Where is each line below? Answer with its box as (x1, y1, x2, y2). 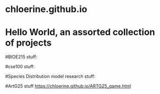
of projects (5, 37, 52, 49)
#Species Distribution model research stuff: (5, 73, 96, 79)
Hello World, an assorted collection (5, 27, 155, 38)
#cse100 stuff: (5, 64, 35, 70)
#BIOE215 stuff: (5, 54, 38, 60)
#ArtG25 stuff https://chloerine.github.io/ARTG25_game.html (5, 83, 131, 89)
